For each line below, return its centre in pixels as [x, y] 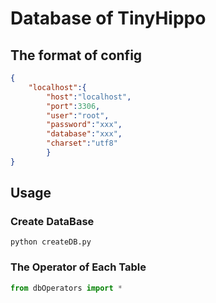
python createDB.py [51, 242]
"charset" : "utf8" [82, 143]
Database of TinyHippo [108, 18]
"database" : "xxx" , [84, 134]
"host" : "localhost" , [89, 97]
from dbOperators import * [66, 288]
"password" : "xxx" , [84, 125]
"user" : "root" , [78, 115]
